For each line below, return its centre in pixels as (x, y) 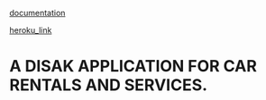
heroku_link (31, 30)
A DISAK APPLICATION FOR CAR (133, 67)
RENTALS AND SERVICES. (109, 85)
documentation (37, 13)
